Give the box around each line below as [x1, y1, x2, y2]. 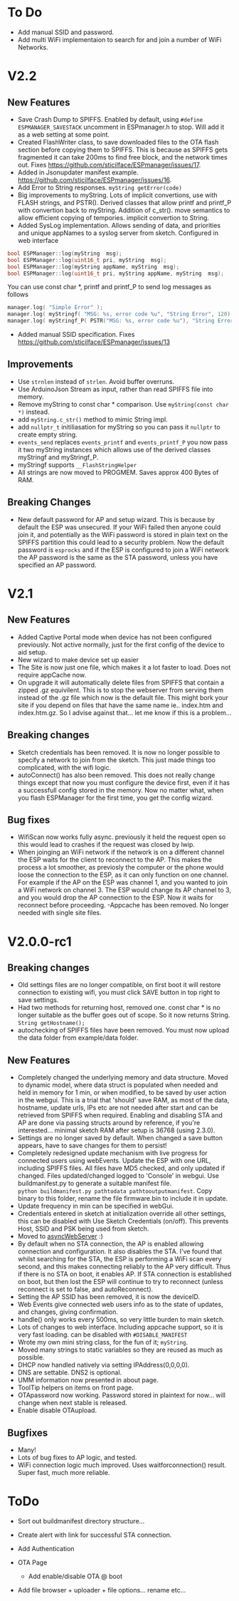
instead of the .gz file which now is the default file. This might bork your [17, 693, 229, 702]
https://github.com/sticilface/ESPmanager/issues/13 [17, 338, 171, 346]
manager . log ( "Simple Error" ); [7, 304, 103, 311]
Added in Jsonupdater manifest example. [17, 168, 139, 177]
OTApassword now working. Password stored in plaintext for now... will [17, 1391, 226, 1399]
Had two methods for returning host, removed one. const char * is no [17, 1003, 221, 1012]
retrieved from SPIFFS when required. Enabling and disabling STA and [17, 1111, 223, 1120]
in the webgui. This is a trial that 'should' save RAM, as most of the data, [17, 1096, 230, 1105]
